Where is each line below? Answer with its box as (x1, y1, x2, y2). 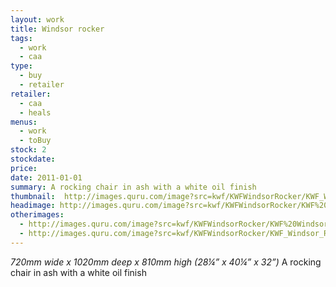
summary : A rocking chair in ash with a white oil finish (10, 182, 257, 192)
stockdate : (10, 154, 56, 164)
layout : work (10, 14, 65, 25)
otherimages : (10, 210, 65, 220)
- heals (19, 107, 52, 118)
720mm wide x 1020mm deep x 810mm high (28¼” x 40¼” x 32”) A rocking (10, 256, 322, 268)
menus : (10, 117, 38, 127)
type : (10, 61, 33, 71)
